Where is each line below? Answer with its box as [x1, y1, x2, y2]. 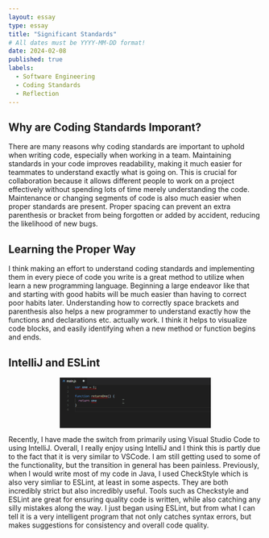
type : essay [8, 21, 48, 30]
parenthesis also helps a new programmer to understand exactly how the [8, 307, 251, 316]
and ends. [8, 332, 42, 342]
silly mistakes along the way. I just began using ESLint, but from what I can [8, 503, 255, 513]
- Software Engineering [15, 73, 95, 81]
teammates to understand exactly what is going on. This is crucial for [8, 168, 238, 177]
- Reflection [15, 90, 60, 98]
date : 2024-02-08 [8, 47, 67, 56]
